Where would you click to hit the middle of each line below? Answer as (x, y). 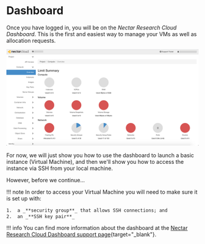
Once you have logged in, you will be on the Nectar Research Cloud (92, 28)
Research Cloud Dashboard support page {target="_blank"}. (81, 234)
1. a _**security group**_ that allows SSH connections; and (87, 210)
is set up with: (24, 198)
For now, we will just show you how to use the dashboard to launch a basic (100, 155)
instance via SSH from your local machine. (59, 168)
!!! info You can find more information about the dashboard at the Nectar (97, 227)
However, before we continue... (46, 180)
